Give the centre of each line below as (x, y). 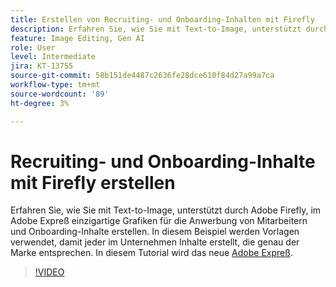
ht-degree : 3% (40, 103)
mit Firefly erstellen (93, 182)
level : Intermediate (53, 57)
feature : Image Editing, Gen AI (77, 38)
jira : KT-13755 (42, 66)
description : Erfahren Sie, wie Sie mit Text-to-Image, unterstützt (156, 29)
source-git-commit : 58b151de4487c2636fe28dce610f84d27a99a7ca (142, 76)
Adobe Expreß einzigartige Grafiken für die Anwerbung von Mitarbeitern (159, 221)
